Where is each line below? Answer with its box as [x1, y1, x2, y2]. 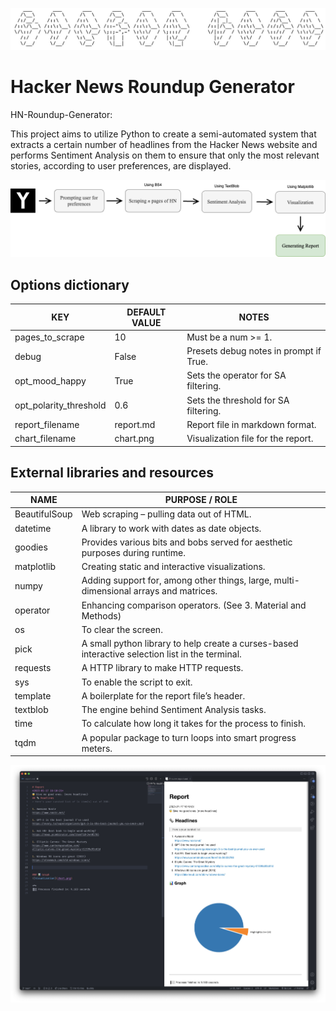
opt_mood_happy [14, 374, 87, 387]
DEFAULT [126, 306, 167, 318]
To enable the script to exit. [81, 676, 193, 688]
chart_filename [14, 433, 77, 445]
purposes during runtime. [81, 546, 186, 558]
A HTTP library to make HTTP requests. [81, 662, 244, 674]
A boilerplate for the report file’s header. [81, 689, 246, 702]
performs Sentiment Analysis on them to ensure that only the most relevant [10, 149, 320, 161]
